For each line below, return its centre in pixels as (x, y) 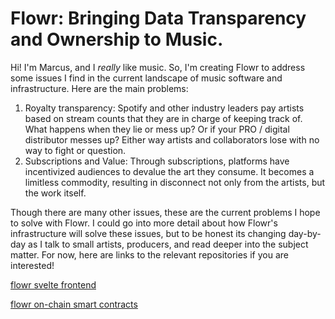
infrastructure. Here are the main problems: (99, 88)
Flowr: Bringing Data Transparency (158, 18)
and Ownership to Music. (117, 39)
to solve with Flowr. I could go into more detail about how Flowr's (144, 223)
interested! (32, 265)
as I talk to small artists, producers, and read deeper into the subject (168, 244)
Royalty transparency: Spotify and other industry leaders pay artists (164, 108)
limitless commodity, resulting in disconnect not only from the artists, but (175, 182)
